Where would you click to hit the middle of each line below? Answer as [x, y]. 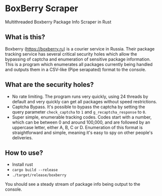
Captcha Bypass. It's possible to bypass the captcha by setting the [78, 107]
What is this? [25, 37]
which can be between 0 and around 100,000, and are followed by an [81, 122]
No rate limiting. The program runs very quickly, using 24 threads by [80, 96]
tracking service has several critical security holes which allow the [71, 54]
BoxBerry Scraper [42, 8]
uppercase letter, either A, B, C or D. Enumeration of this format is [77, 127]
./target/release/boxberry [39, 175]
